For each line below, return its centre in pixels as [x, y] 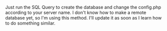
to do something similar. [31, 23]
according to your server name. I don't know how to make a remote [76, 12]
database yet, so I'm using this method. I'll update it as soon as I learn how [83, 18]
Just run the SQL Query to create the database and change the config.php [83, 7]
